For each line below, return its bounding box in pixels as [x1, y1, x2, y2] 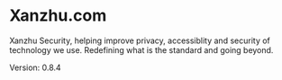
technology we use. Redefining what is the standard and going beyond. [9, 44, 274, 55]
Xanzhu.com [9, 5, 107, 26]
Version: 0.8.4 [9, 62, 61, 73]
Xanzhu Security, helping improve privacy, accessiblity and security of [9, 35, 270, 46]
